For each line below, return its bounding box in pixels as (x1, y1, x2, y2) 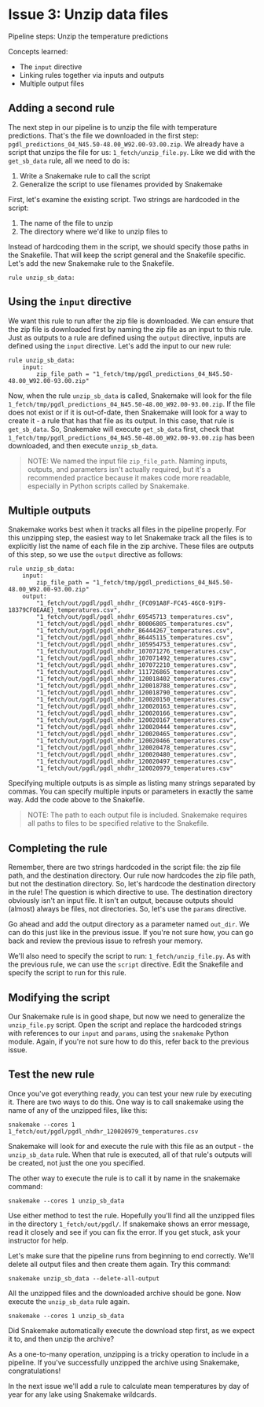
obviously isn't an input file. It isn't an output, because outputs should (8, 896, 233, 905)
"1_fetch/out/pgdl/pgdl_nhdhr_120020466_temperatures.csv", (36, 737, 237, 745)
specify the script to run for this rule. (8, 968, 127, 978)
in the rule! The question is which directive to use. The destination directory (8, 887, 253, 897)
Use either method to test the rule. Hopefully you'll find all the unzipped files (8, 1210, 255, 1220)
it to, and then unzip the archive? (8, 1334, 115, 1343)
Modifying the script (8, 991, 111, 1004)
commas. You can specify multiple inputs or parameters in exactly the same (8, 786, 254, 796)
